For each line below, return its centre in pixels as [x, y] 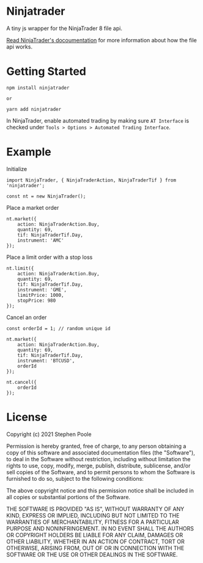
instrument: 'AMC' [41, 240]
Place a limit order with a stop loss [50, 257]
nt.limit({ [20, 268]
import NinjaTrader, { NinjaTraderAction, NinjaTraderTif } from [91, 180]
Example [29, 152]
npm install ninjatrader [38, 88]
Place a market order [33, 207]
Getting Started [46, 71]
